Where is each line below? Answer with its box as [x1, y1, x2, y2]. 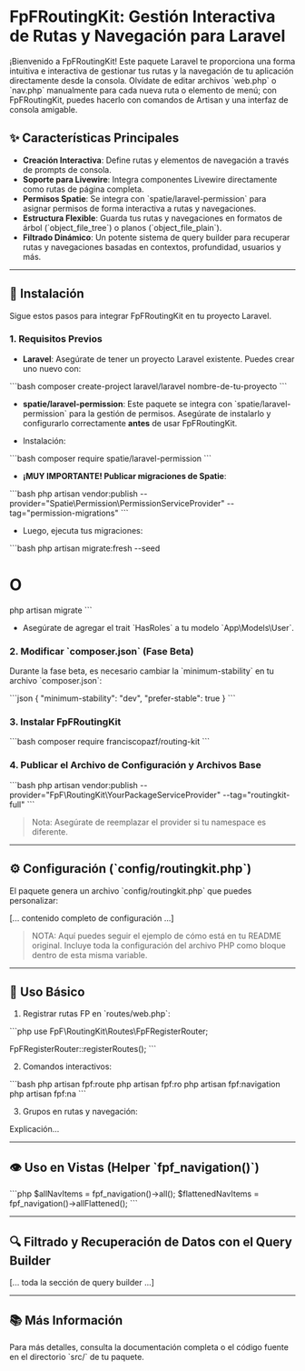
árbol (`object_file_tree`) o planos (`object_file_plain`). [22, 222, 222, 233]
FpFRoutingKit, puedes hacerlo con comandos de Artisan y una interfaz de [9, 94, 289, 105]
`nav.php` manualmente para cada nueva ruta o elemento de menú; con [9, 85, 277, 95]
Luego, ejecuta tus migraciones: [22, 525, 143, 535]
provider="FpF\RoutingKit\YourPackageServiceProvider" [9, 789, 221, 800]
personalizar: [9, 895, 59, 906]
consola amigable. [9, 104, 78, 115]
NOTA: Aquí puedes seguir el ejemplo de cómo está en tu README [31, 930, 281, 941]
